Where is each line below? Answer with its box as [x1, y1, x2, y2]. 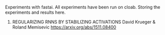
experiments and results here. [5, 9, 66, 15]
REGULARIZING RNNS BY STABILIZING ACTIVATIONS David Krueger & [12, 19, 156, 25]
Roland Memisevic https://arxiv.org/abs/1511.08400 [12, 24, 117, 30]
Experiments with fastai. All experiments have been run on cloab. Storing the [5, 4, 161, 10]
